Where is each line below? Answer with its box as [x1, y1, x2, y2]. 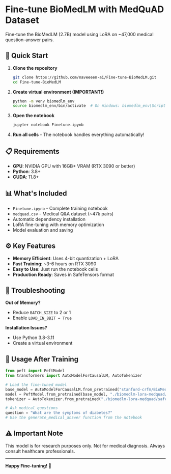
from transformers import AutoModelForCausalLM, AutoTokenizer [5, 373, 142, 378]
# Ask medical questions [5, 406, 58, 411]
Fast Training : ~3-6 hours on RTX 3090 [12, 261, 97, 267]
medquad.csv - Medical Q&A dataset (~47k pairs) [12, 210, 113, 217]
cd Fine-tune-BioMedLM [12, 79, 61, 85]
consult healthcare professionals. [5, 448, 75, 454]
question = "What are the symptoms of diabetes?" [5, 410, 113, 415]
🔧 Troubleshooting [5, 286, 65, 295]
